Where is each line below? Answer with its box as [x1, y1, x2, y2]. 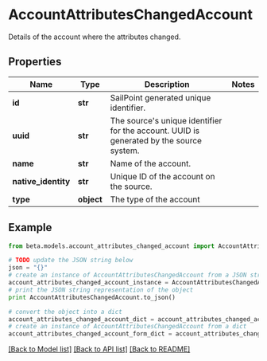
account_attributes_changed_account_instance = [8, 279, 169, 287]
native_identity [12, 175, 71, 186]
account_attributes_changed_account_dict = [8, 315, 155, 324]
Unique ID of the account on [110, 171, 215, 182]
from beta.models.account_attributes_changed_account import [8, 241, 215, 250]
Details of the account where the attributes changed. [8, 32, 181, 41]
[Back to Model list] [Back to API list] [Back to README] [8, 344, 191, 354]
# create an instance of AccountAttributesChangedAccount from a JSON [8, 271, 247, 280]
